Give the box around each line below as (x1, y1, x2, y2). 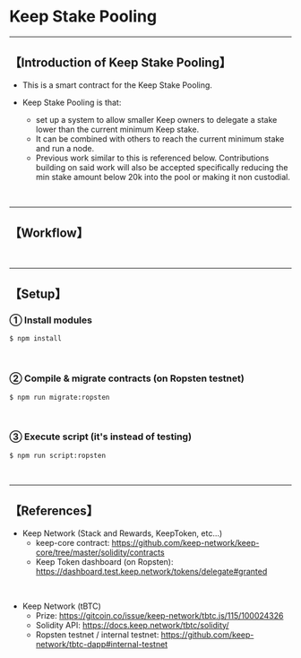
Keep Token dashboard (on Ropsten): (35, 556, 174, 567)
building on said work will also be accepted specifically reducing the (35, 161, 288, 172)
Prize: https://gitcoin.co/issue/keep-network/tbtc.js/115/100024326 (35, 610, 284, 620)
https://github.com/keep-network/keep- (111, 537, 260, 548)
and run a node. (35, 143, 95, 153)
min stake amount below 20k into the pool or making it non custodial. (35, 171, 291, 182)
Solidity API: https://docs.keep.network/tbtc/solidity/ (35, 619, 230, 630)
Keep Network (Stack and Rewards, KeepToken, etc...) (21, 527, 223, 539)
